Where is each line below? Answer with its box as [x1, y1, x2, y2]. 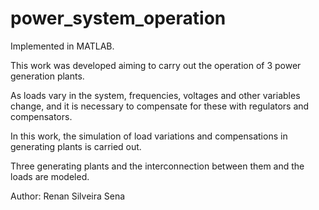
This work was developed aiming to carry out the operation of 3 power [10, 59, 302, 71]
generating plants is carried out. [10, 140, 142, 152]
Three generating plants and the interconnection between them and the [10, 160, 305, 172]
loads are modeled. [10, 170, 90, 182]
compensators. [10, 110, 73, 122]
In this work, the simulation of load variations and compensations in [10, 130, 288, 142]
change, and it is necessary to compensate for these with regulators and [10, 100, 310, 112]
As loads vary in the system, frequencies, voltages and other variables [10, 89, 301, 101]
